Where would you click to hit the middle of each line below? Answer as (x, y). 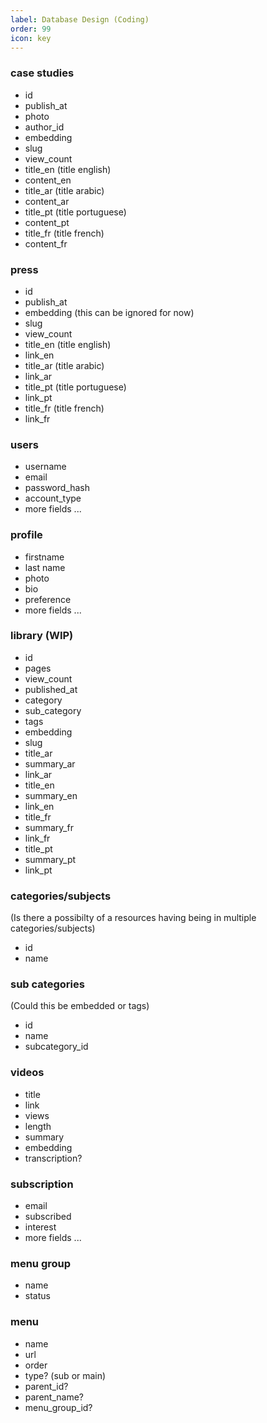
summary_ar (50, 763)
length (38, 1126)
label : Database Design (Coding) (80, 19)
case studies (42, 73)
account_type (53, 498)
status (37, 1296)
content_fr (46, 243)
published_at (51, 689)
